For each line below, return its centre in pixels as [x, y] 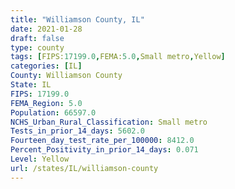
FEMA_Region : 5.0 [46, 103]
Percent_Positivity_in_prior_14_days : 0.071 [104, 150]
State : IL [31, 85]
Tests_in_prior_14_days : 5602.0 [77, 131]
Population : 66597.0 [53, 112]
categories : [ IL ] [46, 66]
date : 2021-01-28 [46, 29]
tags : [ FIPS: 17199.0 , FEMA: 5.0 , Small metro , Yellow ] [118, 57]
